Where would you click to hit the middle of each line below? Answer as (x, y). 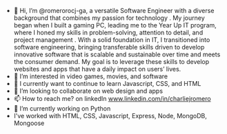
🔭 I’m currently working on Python (62, 109)
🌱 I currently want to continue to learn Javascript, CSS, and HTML (107, 83)
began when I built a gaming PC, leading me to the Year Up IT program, (115, 25)
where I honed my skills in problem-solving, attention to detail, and (108, 32)
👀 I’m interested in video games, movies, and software (90, 76)
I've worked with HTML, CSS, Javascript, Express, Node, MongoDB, (110, 116)
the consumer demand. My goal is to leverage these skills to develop (111, 62)
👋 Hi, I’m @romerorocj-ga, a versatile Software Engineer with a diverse (114, 11)
